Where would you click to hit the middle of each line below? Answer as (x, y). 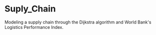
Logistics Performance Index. (34, 27)
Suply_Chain (30, 9)
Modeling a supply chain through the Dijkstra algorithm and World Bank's (78, 22)
